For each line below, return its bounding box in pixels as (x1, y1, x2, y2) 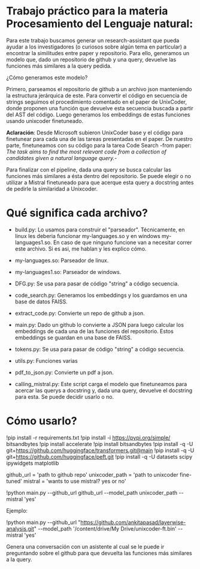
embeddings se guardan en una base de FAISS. (14, 334, 132, 341)
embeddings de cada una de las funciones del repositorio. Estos (14, 327, 174, 335)
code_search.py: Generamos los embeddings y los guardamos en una (14, 291, 187, 299)
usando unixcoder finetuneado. (6, 117, 84, 124)
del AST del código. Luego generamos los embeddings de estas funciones (6, 111, 190, 118)
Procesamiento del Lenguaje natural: (6, 17, 193, 31)
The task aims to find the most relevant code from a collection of (6, 148, 166, 155)
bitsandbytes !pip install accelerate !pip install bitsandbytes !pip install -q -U (6, 440, 193, 447)
